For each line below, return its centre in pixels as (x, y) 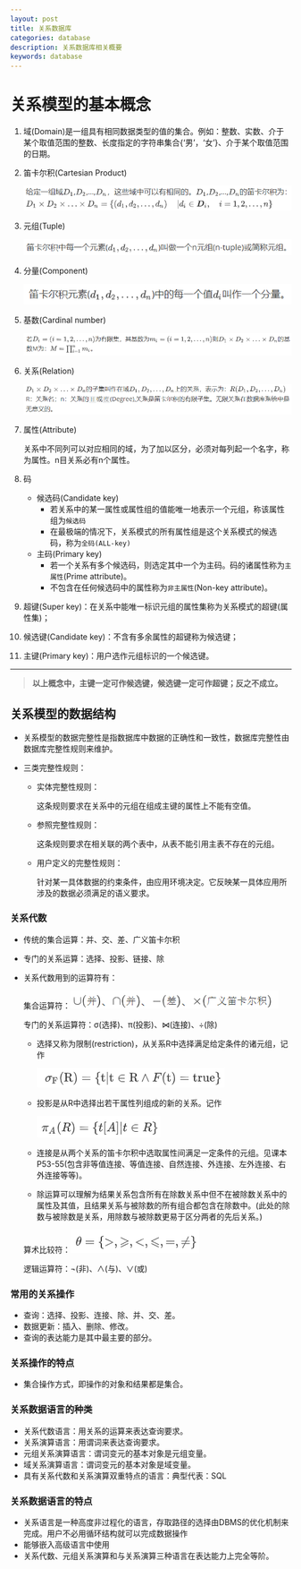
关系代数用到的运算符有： (70, 977)
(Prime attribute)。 (97, 576)
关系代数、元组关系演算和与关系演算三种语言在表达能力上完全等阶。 (148, 1556)
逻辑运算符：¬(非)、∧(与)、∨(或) (85, 1268)
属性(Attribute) (50, 429)
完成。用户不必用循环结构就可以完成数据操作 (105, 1534)
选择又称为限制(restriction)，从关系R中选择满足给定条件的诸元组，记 (162, 1043)
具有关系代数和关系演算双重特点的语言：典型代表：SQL (125, 1475)
